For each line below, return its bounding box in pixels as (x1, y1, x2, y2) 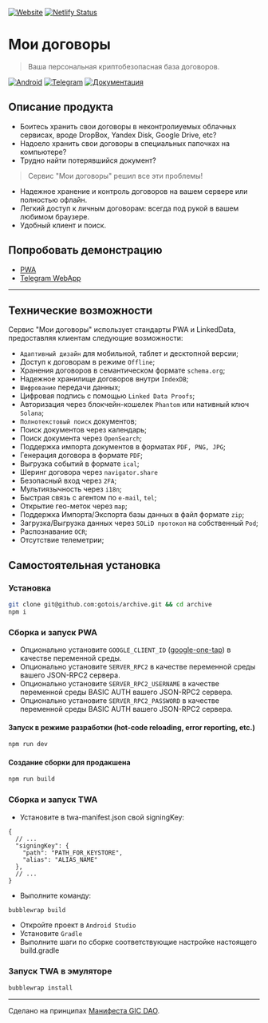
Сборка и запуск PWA (8, 626, 98, 638)
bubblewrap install (8, 984, 73, 992)
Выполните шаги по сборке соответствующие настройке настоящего (19, 938, 258, 947)
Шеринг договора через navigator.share (19, 468, 158, 477)
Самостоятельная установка (8, 559, 161, 572)
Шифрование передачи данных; (19, 383, 121, 393)
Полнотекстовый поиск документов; (19, 417, 137, 426)
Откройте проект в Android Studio (19, 920, 136, 930)
